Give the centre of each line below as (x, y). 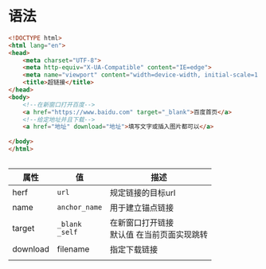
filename (73, 249)
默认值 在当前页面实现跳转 (159, 234)
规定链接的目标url (143, 193)
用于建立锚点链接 (142, 208)
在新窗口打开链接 (142, 222)
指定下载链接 (134, 249)
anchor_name (80, 207)
